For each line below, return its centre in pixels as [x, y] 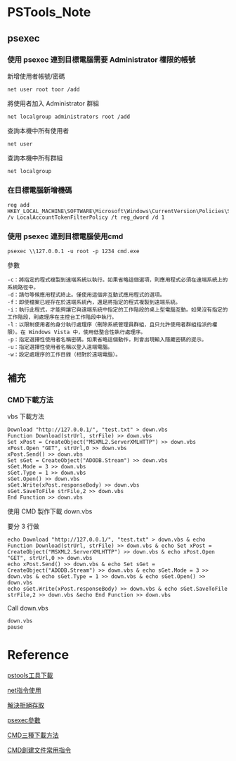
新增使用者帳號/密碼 [36, 76]
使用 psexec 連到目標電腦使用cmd [65, 236]
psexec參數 [24, 720]
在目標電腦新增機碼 [40, 190]
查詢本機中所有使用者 [38, 130]
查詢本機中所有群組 [35, 158]
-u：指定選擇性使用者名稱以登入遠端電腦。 [60, 347]
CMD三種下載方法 [33, 735]
